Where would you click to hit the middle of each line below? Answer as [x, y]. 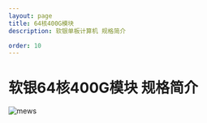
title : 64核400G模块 [41, 23]
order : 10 [25, 45]
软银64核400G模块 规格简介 [103, 88]
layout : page [30, 16]
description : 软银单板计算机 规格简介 [67, 31]
